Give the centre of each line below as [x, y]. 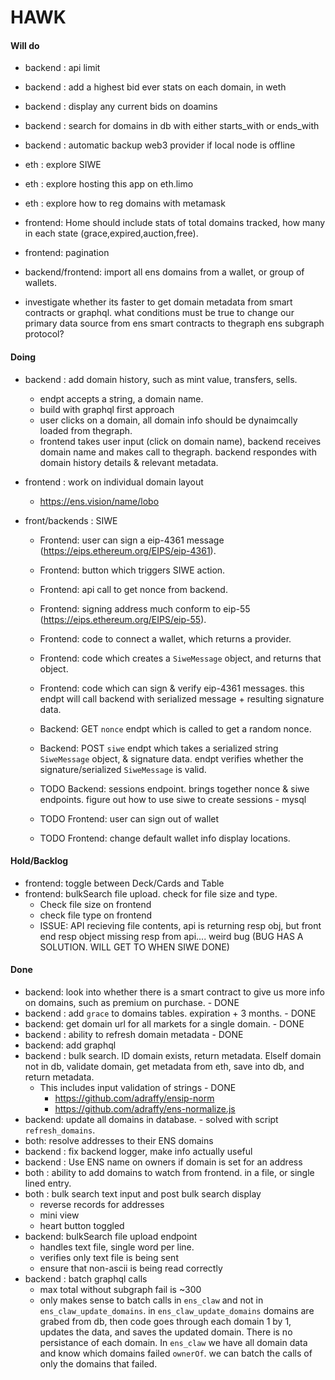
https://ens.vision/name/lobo [99, 501]
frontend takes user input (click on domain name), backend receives [180, 441]
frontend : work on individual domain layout [114, 482]
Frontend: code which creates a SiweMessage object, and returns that [180, 658]
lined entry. [48, 1183]
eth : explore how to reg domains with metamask [125, 203]
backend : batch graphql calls [86, 1279]
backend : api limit [62, 68]
